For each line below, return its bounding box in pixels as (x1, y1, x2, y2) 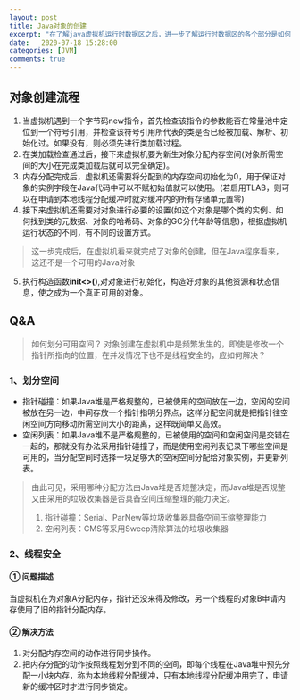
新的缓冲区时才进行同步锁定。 (21, 681, 132, 692)
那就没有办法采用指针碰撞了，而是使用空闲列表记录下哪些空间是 (53, 440, 288, 451)
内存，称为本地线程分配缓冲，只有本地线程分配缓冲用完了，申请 (53, 671, 288, 681)
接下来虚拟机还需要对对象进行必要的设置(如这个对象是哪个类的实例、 (21, 204, 276, 215)
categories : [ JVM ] (9, 46, 78, 55)
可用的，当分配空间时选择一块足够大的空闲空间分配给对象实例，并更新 (21, 452, 281, 462)
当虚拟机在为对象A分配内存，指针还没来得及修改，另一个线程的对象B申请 (9, 593, 279, 604)
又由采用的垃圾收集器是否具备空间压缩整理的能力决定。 (30, 493, 235, 504)
